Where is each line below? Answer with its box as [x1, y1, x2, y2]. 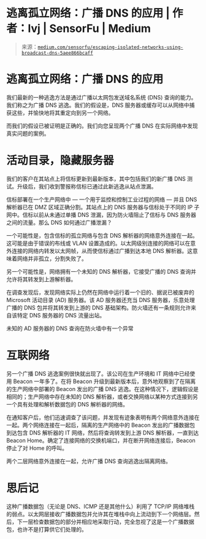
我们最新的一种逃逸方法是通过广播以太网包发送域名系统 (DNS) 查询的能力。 [6, 93, 197, 101]
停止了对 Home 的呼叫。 [6, 444, 68, 452]
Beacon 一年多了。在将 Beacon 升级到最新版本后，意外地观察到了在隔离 [13, 378, 196, 385]
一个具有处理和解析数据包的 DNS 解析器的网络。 [6, 400, 129, 408]
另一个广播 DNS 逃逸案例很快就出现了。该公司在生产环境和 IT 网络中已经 [6, 370, 190, 377]
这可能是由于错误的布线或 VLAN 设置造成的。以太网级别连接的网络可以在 [6, 239, 191, 247]
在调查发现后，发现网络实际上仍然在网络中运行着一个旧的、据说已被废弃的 [6, 289, 194, 296]
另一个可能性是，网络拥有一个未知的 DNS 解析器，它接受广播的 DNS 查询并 [6, 268, 197, 275]
